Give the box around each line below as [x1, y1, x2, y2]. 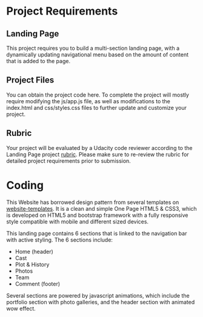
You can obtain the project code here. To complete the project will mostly [6, 91, 190, 98]
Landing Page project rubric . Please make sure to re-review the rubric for [6, 151, 189, 158]
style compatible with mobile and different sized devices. [6, 217, 149, 225]
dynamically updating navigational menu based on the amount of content [6, 51, 189, 58]
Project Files [6, 75, 55, 86]
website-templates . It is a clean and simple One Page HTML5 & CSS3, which [6, 205, 197, 212]
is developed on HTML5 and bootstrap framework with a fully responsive [6, 211, 188, 219]
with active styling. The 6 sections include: [6, 236, 113, 244]
